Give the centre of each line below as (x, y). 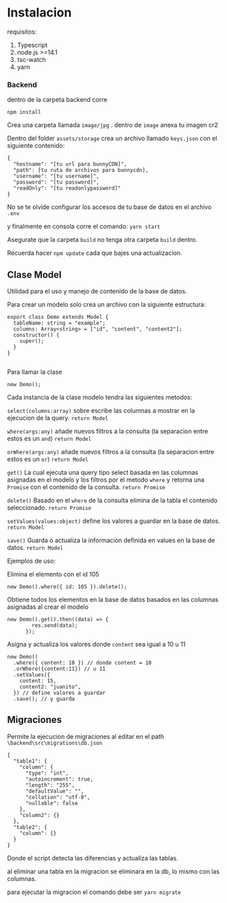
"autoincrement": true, (59, 779)
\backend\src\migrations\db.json (55, 743)
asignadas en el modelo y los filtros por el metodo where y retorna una (106, 480)
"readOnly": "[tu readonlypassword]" (67, 188)
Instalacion (39, 13)
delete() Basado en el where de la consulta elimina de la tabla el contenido (112, 500)
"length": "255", (50, 785)
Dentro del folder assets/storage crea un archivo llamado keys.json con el (112, 138)
